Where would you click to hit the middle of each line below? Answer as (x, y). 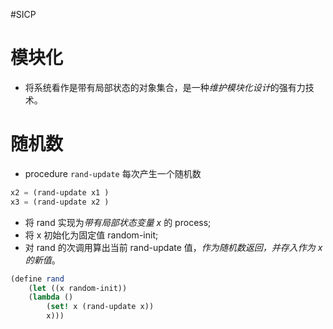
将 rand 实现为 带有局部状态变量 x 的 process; (118, 222)
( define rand (37, 279)
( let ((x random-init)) (78, 288)
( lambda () (51, 297)
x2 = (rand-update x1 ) (60, 192)
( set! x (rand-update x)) (100, 307)
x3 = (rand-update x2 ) (60, 202)
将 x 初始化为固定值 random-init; (91, 235)
